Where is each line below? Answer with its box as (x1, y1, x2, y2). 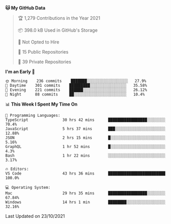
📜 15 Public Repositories (17, 49, 69, 55)
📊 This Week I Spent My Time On (5, 101, 78, 107)
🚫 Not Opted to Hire (17, 39, 60, 45)
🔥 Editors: (5, 166, 29, 171)
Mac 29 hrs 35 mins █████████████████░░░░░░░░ (5, 191, 166, 196)
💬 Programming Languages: (5, 113, 60, 118)
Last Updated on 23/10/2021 (5, 213, 65, 219)
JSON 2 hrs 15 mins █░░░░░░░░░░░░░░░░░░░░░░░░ (5, 135, 166, 140)
